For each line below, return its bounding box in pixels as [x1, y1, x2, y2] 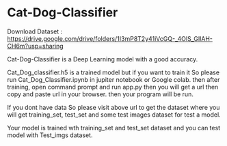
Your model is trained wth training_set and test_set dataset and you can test [7, 123, 221, 132]
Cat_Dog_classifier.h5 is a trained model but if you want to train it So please [7, 68, 220, 76]
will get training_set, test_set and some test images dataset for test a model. [7, 111, 221, 119]
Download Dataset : [7, 27, 63, 35]
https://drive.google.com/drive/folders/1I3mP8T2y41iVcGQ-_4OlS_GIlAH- [7, 34, 213, 42]
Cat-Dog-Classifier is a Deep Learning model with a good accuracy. [7, 55, 198, 63]
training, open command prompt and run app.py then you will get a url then [7, 83, 219, 91]
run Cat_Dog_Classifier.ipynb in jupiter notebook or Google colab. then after [7, 75, 220, 83]
